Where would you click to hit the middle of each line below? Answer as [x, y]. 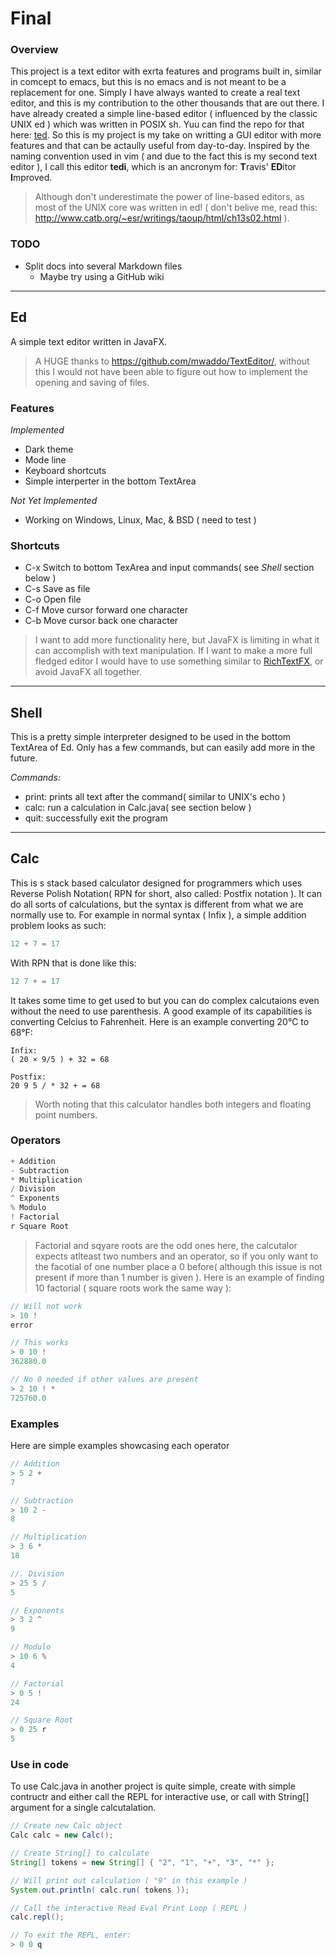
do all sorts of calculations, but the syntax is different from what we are [157, 904]
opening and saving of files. [92, 382]
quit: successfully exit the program [96, 818]
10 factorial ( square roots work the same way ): [133, 1288]
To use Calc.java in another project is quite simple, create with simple [153, 1786]
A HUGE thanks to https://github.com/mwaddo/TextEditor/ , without [172, 361]
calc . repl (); [37, 1917]
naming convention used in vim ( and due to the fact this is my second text [164, 156]
